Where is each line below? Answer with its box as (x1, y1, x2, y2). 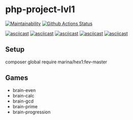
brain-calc (12, 92, 35, 99)
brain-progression (12, 109, 51, 115)
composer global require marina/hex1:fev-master (5, 59, 108, 65)
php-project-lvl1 (5, 4, 75, 15)
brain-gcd (12, 98, 34, 104)
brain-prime (12, 103, 38, 109)
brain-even (12, 87, 36, 93)
